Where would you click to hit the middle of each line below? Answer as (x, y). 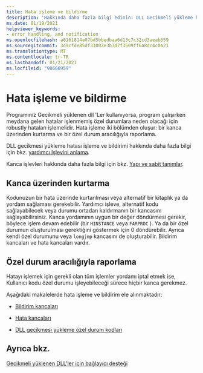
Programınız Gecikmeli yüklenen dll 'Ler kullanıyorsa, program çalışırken (96, 115)
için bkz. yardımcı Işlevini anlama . (48, 153)
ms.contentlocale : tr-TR (37, 57)
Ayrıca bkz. (28, 349)
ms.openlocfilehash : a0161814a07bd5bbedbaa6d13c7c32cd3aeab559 (88, 40)
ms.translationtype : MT (36, 51)
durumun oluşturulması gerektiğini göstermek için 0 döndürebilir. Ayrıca (95, 230)
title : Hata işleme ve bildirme (47, 12)
